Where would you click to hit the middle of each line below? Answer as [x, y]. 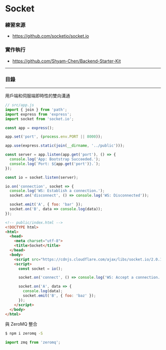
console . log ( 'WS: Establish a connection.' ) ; [57, 191]
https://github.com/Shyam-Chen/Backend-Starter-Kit [66, 61]
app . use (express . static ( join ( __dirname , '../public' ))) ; [65, 146]
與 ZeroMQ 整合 [21, 324]
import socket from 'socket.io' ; [40, 119]
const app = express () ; [30, 128]
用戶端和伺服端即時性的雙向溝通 [38, 96]
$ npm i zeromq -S [24, 334]
